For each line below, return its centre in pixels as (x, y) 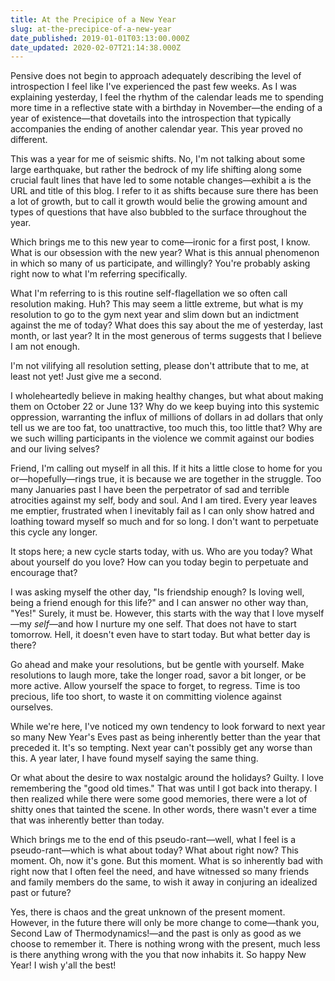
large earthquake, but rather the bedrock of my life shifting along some (156, 170)
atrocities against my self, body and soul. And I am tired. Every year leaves (164, 500)
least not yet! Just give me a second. (86, 377)
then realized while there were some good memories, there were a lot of (159, 799)
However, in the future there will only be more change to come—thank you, (165, 923)
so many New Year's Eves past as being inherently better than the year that (165, 737)
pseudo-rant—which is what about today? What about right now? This (154, 850)
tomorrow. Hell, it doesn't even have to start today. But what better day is (160, 635)
